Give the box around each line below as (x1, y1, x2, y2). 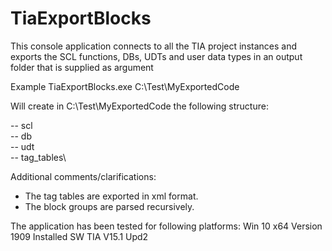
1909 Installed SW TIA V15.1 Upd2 (10, 230, 149, 242)
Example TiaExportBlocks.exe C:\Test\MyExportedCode (10, 80, 240, 92)
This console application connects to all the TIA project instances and (10, 40, 298, 52)
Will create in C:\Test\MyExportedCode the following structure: (10, 100, 269, 112)
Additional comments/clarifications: (10, 170, 157, 182)
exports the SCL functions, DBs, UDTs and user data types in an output (10, 50, 303, 62)
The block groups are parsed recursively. (24, 200, 195, 212)
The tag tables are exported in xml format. (24, 190, 199, 202)
